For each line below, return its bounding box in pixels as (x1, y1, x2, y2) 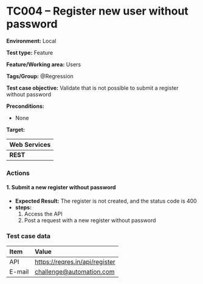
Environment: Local (6, 37, 57, 44)
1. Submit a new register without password (6, 184, 116, 191)
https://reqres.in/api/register (34, 258, 115, 266)
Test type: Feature (6, 49, 53, 56)
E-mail (9, 268, 29, 276)
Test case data (6, 232, 50, 240)
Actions (6, 169, 30, 177)
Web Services (9, 140, 51, 149)
